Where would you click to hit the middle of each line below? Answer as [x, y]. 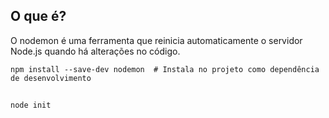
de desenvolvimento [51, 78]
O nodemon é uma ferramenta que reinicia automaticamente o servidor [156, 40]
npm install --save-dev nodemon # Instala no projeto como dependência [165, 69]
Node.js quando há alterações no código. [95, 51]
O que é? [38, 16]
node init [31, 105]
